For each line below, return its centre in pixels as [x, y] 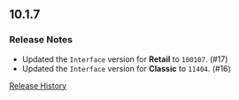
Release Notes [41, 40]
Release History [38, 85]
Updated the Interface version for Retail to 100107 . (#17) [125, 59]
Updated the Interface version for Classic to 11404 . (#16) [127, 68]
